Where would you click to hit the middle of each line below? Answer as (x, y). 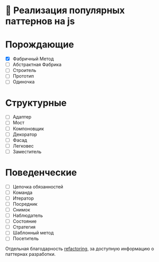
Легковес (23, 146)
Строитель (25, 70)
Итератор (23, 198)
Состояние (25, 221)
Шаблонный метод (33, 233)
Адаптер (22, 117)
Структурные (36, 103)
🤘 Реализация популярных (65, 10)
